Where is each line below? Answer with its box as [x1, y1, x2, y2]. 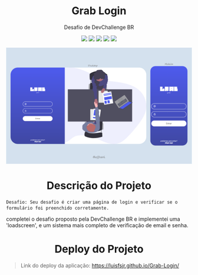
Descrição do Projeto [47, 179, 151, 192]
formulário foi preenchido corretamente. [6, 205, 110, 211]
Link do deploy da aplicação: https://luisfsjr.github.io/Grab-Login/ [20, 261, 180, 269]
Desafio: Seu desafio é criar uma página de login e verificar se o [6, 199, 178, 205]
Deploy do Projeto [54, 243, 144, 256]
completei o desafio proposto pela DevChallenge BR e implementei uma [6, 215, 181, 222]
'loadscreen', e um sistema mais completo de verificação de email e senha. [6, 221, 189, 228]
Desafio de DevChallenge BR [64, 24, 134, 31]
